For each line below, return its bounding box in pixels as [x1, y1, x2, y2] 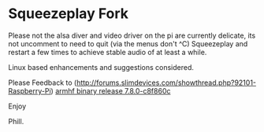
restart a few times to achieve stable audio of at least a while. [8, 47, 207, 57]
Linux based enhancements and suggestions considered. [8, 62, 195, 71]
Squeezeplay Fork [8, 5, 128, 23]
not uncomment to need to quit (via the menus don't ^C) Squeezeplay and [8, 38, 248, 48]
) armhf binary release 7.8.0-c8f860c [50, 86, 171, 95]
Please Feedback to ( [8, 78, 77, 87]
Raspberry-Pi [8, 86, 51, 95]
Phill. [8, 116, 24, 126]
